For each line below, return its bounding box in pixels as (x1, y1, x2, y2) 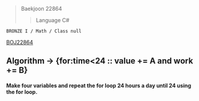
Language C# (35, 17, 70, 23)
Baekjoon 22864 (20, 5, 62, 12)
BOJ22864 (6, 39, 34, 45)
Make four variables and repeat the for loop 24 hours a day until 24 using (6, 82, 192, 89)
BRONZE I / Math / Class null (6, 28, 82, 34)
